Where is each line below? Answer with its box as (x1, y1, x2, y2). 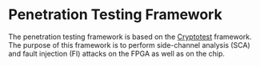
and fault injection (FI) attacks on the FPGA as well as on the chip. (8, 49, 226, 58)
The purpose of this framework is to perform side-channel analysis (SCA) (8, 40, 250, 49)
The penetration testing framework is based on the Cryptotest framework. (8, 32, 252, 41)
